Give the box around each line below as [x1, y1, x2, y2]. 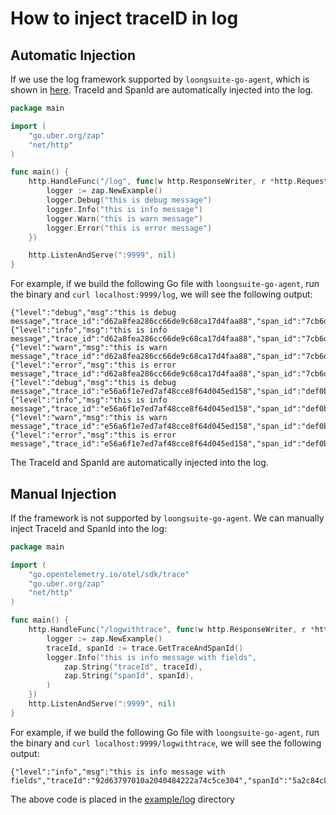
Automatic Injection [10, 47, 137, 64]
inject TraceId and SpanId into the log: [10, 522, 168, 534]
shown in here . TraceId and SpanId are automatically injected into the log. [10, 84, 314, 96]
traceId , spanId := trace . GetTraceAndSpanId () [46, 643, 244, 653]
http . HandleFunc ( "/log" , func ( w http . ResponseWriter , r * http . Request [28, 177, 329, 187]
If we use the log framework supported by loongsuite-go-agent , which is [10, 73, 310, 85]
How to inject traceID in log [10, 7, 239, 30]
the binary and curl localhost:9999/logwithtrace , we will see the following [10, 737, 322, 749]
